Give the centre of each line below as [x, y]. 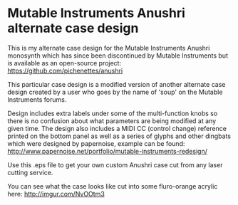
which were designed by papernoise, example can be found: [96, 143]
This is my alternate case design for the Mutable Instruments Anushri [109, 48]
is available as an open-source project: [64, 63]
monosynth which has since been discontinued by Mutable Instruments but [118, 56]
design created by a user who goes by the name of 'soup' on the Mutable [115, 92]
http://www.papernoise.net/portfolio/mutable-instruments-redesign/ [108, 151]
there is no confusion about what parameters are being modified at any [112, 121]
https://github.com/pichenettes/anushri [65, 70]
